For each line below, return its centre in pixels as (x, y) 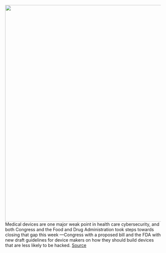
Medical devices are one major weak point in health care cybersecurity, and (82, 224)
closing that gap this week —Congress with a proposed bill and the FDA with (83, 235)
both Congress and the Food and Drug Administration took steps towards (80, 229)
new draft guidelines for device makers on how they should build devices (80, 240)
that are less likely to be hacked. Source (46, 245)
